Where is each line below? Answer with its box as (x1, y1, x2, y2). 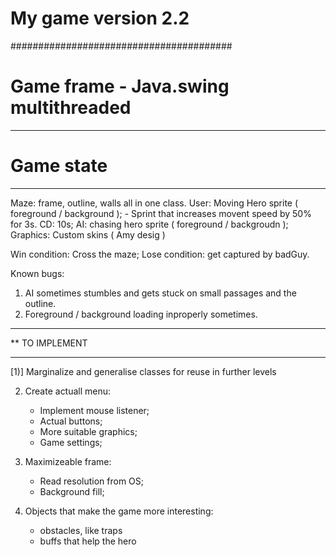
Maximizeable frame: (24, 455, 112, 467)
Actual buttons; (39, 415, 103, 427)
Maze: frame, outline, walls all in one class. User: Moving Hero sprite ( (10, 197, 299, 209)
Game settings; (39, 436, 103, 448)
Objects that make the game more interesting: (24, 505, 214, 517)
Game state (10, 155, 108, 177)
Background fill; (39, 485, 105, 497)
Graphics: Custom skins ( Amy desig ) (10, 228, 166, 241)
